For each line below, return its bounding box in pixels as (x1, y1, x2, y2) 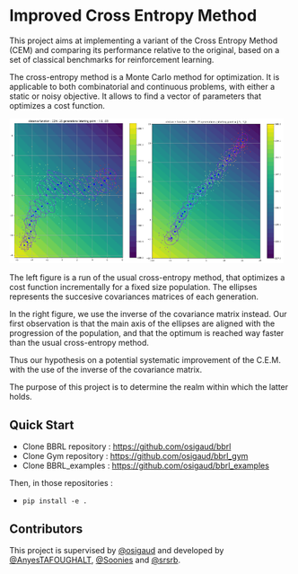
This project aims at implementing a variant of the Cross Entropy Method (9, 35, 278, 46)
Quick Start (9, 417, 74, 432)
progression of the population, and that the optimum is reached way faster (9, 328, 285, 339)
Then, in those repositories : (9, 478, 114, 489)
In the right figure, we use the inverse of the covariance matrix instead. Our (9, 309, 287, 320)
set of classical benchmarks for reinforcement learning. (9, 54, 215, 65)
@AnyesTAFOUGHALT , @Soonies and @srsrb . (9, 554, 181, 566)
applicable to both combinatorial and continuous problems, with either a (9, 81, 276, 92)
